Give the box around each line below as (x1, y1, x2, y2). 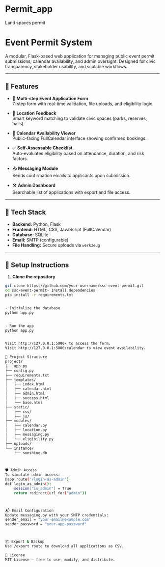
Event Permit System (5, 37, 92, 48)
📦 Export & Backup (5, 539, 45, 544)
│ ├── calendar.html (5, 386, 52, 391)
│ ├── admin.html (5, 391, 45, 396)
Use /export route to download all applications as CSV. (5, 544, 124, 549)
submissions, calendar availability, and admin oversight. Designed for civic (5, 58, 156, 64)
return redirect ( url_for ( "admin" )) (14, 490, 87, 495)
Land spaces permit (5, 20, 46, 26)
